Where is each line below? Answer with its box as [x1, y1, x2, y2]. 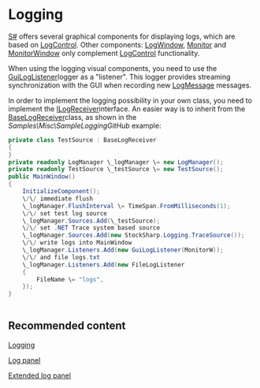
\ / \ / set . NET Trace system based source [22, 224, 160, 232]
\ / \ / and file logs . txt [22, 253, 101, 261]
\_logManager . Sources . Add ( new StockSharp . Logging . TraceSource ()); [22, 231, 245, 240]
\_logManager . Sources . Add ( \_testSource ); [22, 217, 160, 225]
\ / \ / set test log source [22, 209, 108, 218]
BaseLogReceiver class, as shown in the [8, 112, 137, 121]
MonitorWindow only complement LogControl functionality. [8, 48, 200, 58]
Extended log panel [8, 371, 72, 380]
